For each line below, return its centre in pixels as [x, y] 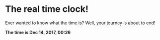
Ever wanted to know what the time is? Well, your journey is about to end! [80, 23]
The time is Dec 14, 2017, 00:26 [38, 32]
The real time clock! [47, 9]
